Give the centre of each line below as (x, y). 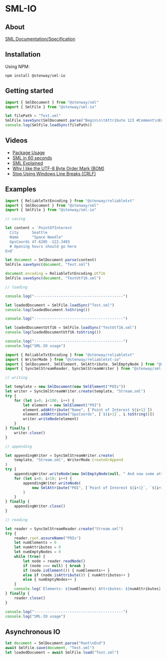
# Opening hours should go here (43, 247)
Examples (21, 189)
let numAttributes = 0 (38, 547)
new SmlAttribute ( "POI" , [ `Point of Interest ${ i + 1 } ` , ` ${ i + (96, 488)
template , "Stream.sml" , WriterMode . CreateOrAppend (69, 460)
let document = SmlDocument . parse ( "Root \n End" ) (55, 643)
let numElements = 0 (35, 543)
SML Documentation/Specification (40, 39)
